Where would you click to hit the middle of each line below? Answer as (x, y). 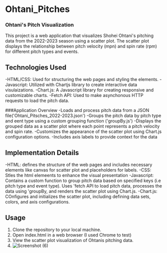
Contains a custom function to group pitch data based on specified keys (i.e (83, 180)
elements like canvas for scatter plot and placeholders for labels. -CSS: (78, 170)
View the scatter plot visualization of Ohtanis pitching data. (73, 240)
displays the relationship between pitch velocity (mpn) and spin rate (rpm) (81, 46)
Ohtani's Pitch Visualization (39, 25)
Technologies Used (36, 67)
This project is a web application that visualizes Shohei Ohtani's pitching (79, 35)
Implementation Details (42, 153)
